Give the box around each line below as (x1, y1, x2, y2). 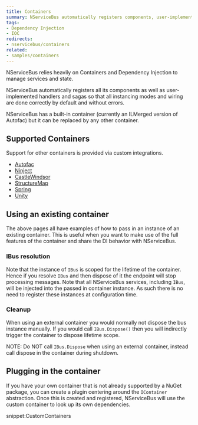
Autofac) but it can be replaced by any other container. (6, 116, 140, 124)
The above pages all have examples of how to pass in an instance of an (6, 225, 180, 232)
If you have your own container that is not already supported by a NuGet (6, 382, 181, 389)
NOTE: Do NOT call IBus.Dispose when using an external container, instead (6, 343, 189, 350)
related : (6, 47, 28, 53)
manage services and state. (6, 75, 74, 82)
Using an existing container (6, 209, 109, 219)
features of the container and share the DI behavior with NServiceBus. (6, 237, 177, 245)
